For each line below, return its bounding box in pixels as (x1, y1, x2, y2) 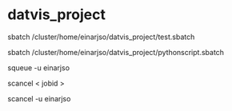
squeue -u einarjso (7, 62, 70, 73)
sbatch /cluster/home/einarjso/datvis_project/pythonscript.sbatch (7, 47, 225, 57)
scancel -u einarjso (7, 93, 71, 103)
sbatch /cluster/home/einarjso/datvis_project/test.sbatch (7, 32, 195, 42)
